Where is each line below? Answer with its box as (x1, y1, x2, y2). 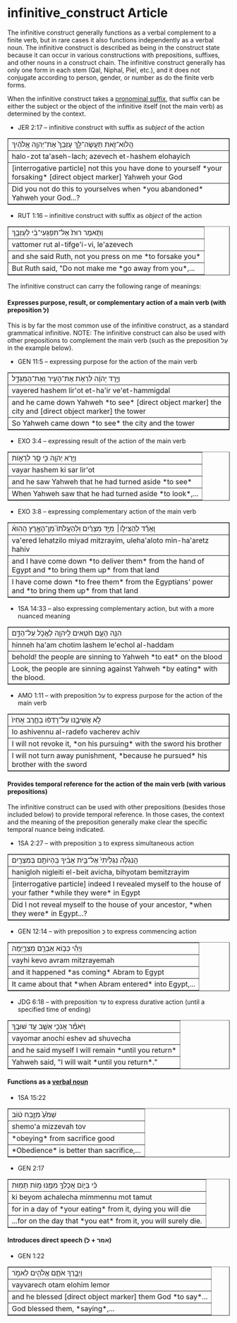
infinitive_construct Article (7, 5, 168, 21)
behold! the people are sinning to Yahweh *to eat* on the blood (11, 652, 223, 662)
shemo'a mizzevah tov (11, 1121, 87, 1131)
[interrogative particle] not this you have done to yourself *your (11, 163, 222, 173)
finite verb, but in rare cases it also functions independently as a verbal (7, 35, 214, 44)
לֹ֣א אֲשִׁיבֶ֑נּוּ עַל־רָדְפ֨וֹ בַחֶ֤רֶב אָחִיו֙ (11, 715, 102, 725)
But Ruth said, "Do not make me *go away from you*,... (11, 263, 195, 273)
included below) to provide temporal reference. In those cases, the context (7, 810, 224, 819)
